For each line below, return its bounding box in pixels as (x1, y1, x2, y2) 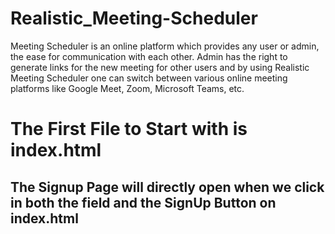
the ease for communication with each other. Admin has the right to (10, 50, 288, 62)
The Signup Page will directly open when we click (10, 178, 325, 196)
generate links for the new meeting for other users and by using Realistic (10, 61, 310, 73)
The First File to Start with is (10, 118, 248, 141)
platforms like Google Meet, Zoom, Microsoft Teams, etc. (10, 82, 245, 94)
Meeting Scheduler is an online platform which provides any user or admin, (10, 40, 320, 52)
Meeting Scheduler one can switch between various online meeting (10, 72, 288, 84)
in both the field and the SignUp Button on (10, 194, 277, 211)
